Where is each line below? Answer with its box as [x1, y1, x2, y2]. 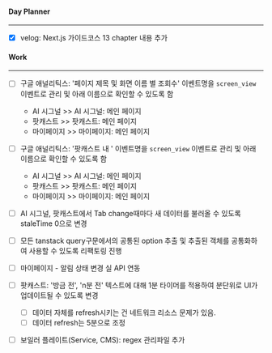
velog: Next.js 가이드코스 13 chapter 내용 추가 [19, 33, 168, 43]
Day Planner [8, 6, 51, 16]
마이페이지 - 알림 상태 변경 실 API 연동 [19, 263, 141, 273]
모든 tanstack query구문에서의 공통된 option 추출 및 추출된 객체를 [19, 236, 230, 245]
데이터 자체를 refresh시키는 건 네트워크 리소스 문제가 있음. [32, 308, 216, 317]
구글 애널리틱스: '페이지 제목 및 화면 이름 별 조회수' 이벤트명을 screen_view [19, 79, 257, 88]
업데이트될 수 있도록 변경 [19, 290, 99, 300]
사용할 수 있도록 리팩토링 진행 [28, 245, 122, 255]
